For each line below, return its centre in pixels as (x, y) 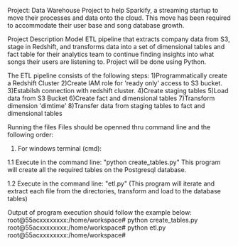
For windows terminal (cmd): (59, 148)
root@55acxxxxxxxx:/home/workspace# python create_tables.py (103, 220)
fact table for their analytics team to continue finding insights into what (111, 54)
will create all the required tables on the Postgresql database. (97, 170)
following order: (31, 135)
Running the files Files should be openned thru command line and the (109, 127)
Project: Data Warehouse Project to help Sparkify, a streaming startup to (113, 10)
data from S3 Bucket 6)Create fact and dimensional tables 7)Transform (111, 98)
